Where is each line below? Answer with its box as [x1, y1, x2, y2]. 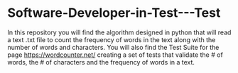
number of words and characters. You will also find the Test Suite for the [7, 43, 220, 51]
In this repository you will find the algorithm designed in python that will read [7, 28, 232, 36]
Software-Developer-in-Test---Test [7, 5, 221, 21]
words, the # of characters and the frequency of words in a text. [7, 58, 195, 66]
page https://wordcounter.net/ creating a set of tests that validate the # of [7, 51, 224, 59]
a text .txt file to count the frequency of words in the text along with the [7, 35, 216, 44]
